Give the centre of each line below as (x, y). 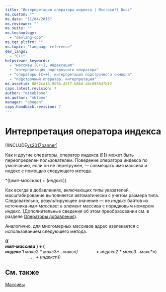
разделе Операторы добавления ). (41, 216)
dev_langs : (16, 51)
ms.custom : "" (20, 14)
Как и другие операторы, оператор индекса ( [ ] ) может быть (70, 155)
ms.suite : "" (19, 28)
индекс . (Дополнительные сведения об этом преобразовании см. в (77, 211)
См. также (22, 272)
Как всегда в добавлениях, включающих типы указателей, (68, 190)
